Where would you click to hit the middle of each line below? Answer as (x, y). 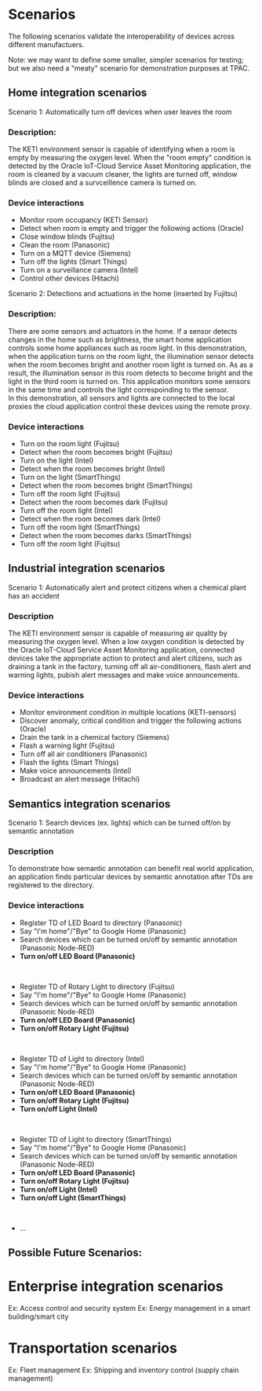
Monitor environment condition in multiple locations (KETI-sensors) (128, 712)
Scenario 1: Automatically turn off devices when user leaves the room (120, 112)
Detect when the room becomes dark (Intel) (90, 518)
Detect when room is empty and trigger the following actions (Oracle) (132, 229)
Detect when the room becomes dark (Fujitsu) (94, 502)
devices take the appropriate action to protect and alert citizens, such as (125, 658)
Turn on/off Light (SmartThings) (73, 1197)
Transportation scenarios (93, 1348)
